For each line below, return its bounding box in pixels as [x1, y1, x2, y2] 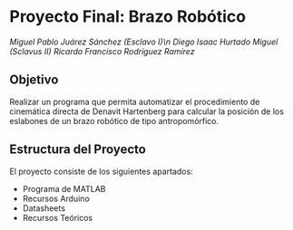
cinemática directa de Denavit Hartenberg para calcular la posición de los [9, 106, 284, 117]
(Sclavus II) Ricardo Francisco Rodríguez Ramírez [9, 45, 195, 56]
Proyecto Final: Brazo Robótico [9, 6, 247, 27]
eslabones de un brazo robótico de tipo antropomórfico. [9, 115, 220, 126]
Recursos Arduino [22, 193, 91, 204]
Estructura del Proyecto [9, 142, 147, 158]
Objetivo [9, 72, 59, 88]
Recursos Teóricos [22, 212, 93, 223]
